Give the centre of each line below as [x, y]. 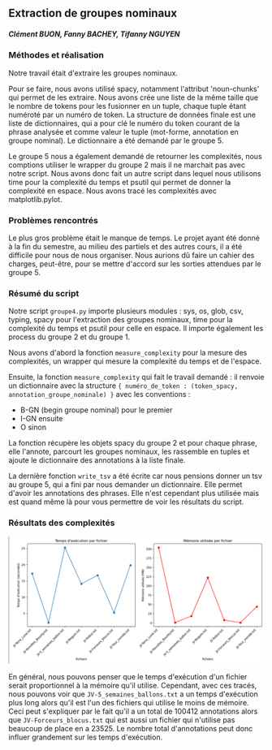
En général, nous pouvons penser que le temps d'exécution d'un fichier [128, 676]
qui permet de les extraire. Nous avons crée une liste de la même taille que [133, 97]
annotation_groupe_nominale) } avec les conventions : [99, 394]
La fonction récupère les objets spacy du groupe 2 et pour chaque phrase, [133, 443]
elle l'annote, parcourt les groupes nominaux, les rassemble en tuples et [129, 452]
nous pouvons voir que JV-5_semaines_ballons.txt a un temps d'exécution [133, 694]
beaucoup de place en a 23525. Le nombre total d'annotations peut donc [131, 728]
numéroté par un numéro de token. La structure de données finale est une [132, 114]
